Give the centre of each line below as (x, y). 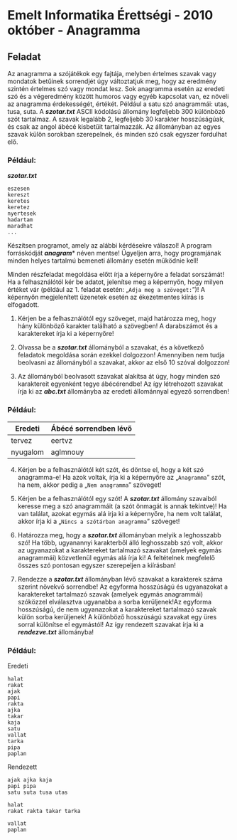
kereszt (19, 195)
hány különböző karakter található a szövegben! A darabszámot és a (118, 326)
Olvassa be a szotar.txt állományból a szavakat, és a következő (111, 347)
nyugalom (27, 452)
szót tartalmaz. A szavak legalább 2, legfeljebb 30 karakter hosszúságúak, (116, 119)
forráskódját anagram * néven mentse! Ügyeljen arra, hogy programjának (114, 253)
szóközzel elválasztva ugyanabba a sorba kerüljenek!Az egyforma (114, 602)
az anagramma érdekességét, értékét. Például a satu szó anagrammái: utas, (118, 104)
